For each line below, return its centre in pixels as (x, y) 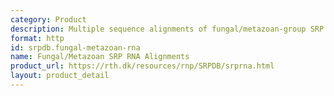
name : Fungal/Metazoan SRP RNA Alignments (100, 57)
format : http (37, 38)
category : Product (48, 19)
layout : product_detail (60, 76)
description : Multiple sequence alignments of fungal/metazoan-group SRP (167, 29)
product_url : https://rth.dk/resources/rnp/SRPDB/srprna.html (142, 66)
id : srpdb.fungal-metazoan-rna (75, 47)
